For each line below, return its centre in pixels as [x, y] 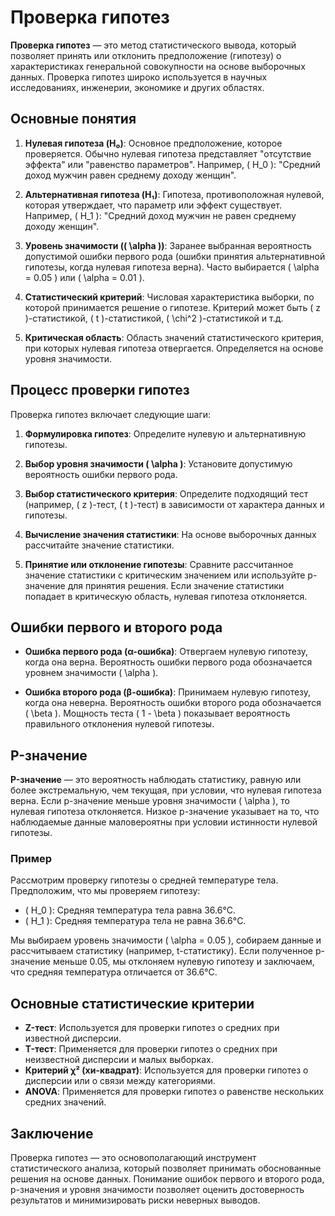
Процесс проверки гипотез [100, 390]
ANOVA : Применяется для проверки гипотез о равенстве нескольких [174, 1092]
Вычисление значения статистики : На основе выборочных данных [170, 534]
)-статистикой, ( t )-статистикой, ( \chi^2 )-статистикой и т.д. [154, 318]
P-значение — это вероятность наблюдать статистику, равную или [156, 780]
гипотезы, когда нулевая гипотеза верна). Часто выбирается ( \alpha [172, 267]
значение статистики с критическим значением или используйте [165, 575]
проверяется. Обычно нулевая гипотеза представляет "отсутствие [168, 153]
